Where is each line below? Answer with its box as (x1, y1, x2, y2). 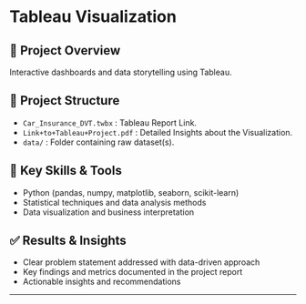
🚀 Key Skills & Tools (9, 163, 123, 178)
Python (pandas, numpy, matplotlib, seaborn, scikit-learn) (22, 187, 240, 198)
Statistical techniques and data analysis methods (22, 197, 207, 208)
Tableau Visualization (9, 6, 178, 27)
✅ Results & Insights (9, 233, 127, 248)
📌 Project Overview (9, 43, 121, 58)
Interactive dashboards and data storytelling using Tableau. (9, 66, 232, 77)
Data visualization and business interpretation (22, 207, 195, 218)
